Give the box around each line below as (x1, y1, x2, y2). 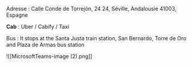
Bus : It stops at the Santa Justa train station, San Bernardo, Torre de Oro (6, 35, 187, 41)
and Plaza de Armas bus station (6, 41, 85, 48)
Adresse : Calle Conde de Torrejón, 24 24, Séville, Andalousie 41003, (6, 5, 177, 12)
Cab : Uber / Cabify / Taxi (6, 23, 70, 30)
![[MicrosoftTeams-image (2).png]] (6, 53, 93, 59)
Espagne (6, 11, 28, 19)
